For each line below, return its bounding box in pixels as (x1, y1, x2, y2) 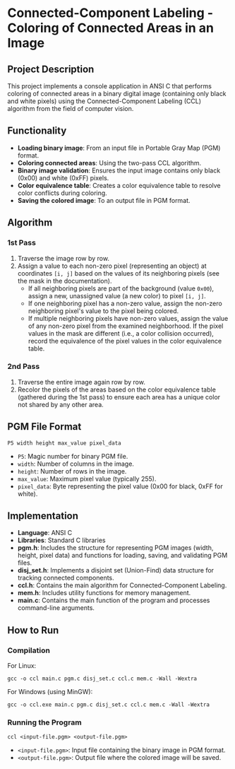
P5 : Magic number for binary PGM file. (17, 452, 128, 460)
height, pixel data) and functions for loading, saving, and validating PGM (17, 551, 228, 560)
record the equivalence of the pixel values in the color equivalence (28, 336, 222, 345)
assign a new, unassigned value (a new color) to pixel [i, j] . (28, 291, 206, 300)
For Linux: (7, 662, 37, 670)
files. (17, 558, 32, 567)
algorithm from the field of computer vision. (7, 105, 134, 112)
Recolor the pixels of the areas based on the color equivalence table (17, 385, 217, 394)
